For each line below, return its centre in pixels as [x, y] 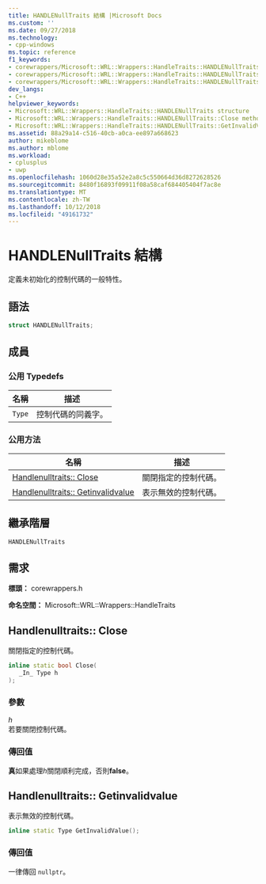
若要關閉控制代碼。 [40, 730]
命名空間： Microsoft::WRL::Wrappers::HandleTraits [92, 605]
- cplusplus [28, 163]
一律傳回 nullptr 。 [39, 871]
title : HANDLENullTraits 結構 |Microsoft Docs [85, 15]
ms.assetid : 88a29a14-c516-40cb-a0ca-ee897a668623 [93, 133]
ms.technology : [33, 38]
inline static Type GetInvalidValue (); [74, 831]
